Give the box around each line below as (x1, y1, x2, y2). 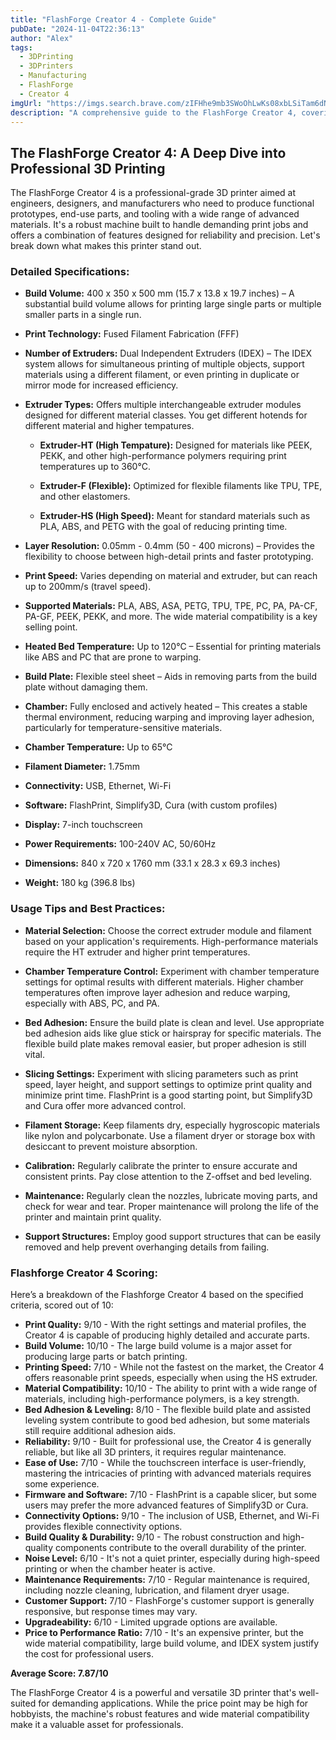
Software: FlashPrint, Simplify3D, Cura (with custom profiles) (24, 799, 278, 811)
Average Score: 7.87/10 (10, 1667, 109, 1680)
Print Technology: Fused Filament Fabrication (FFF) (24, 328, 240, 340)
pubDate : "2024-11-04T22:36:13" (10, 24, 145, 34)
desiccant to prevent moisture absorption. (24, 1140, 198, 1152)
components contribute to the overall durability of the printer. (54, 1542, 307, 1554)
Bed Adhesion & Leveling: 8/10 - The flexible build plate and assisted (24, 1404, 312, 1416)
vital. (24, 1048, 45, 1060)
